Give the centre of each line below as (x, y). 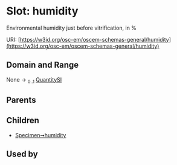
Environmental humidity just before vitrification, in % (72, 28)
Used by (22, 154)
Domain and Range (43, 65)
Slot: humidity (42, 11)
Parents (21, 100)
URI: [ (13, 39)
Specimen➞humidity (40, 135)
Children (23, 121)
